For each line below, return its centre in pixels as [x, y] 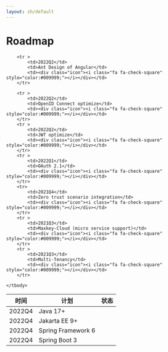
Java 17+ [52, 311]
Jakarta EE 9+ [58, 321]
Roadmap [30, 41]
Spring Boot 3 [58, 340]
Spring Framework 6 [67, 330]
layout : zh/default [30, 12]
